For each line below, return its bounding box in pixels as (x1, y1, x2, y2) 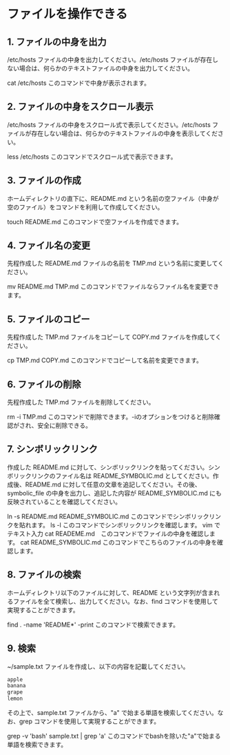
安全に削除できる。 (37, 422, 92, 430)
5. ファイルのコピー (7, 313, 90, 325)
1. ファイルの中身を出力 (7, 36, 107, 48)
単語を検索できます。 (7, 741, 67, 749)
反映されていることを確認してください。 (7, 498, 122, 506)
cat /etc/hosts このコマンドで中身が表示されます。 (7, 79, 150, 87)
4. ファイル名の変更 (7, 239, 91, 252)
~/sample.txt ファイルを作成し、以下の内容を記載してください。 (7, 662, 189, 670)
